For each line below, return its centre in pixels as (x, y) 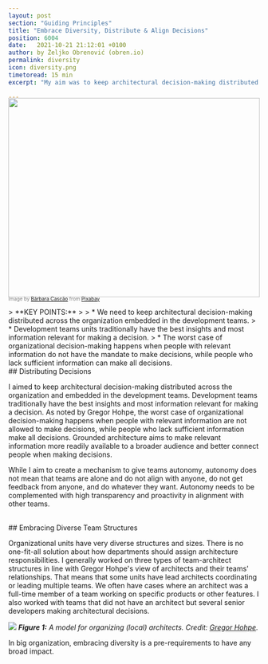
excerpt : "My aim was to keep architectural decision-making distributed (134, 82)
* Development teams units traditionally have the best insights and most (126, 328)
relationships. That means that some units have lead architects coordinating (133, 577)
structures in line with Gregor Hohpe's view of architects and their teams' (128, 568)
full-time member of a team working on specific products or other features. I (134, 594)
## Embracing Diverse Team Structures (73, 528)
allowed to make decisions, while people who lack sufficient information (126, 429)
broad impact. (31, 651)
